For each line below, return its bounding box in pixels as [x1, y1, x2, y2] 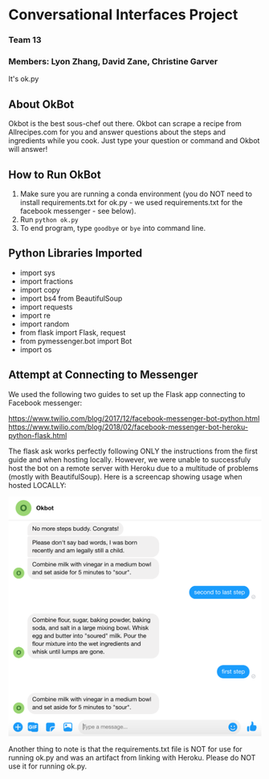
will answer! [8, 145, 48, 154]
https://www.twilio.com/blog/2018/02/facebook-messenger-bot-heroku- [8, 422, 249, 432]
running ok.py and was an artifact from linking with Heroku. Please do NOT [8, 752, 256, 762]
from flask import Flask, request [19, 327, 126, 337]
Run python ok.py [19, 215, 79, 224]
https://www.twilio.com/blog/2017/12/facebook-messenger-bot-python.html [8, 413, 260, 423]
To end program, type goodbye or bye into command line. [19, 223, 206, 233]
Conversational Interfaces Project [8, 6, 238, 24]
